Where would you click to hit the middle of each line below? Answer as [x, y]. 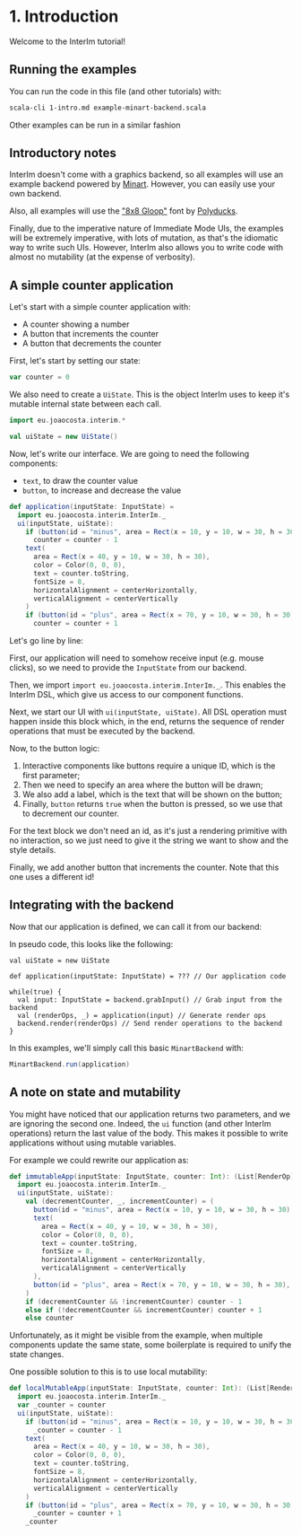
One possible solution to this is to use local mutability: [108, 1372]
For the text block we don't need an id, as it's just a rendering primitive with [148, 831]
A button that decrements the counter [92, 344]
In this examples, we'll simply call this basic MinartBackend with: [126, 1048]
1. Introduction [64, 17]
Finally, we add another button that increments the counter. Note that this [144, 867]
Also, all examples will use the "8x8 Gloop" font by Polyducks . [124, 211]
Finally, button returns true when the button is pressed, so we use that [152, 804]
